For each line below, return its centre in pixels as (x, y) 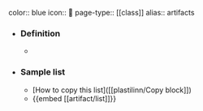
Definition (40, 33)
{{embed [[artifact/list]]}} (74, 98)
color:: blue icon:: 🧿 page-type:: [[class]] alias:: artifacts (101, 13)
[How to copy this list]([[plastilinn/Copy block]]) (112, 90)
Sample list (43, 72)
